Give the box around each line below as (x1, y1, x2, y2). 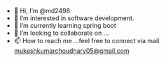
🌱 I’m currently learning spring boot (13, 22, 117, 29)
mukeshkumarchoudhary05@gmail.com (13, 47, 130, 55)
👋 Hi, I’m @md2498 (13, 7, 71, 15)
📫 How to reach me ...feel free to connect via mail (13, 37, 160, 45)
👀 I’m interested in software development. (13, 14, 134, 22)
